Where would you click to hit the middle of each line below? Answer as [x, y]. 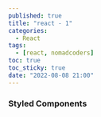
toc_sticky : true [37, 68]
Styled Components [48, 103]
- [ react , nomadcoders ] [54, 53]
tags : [17, 46]
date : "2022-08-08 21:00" [51, 75]
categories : [28, 30]
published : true [35, 16]
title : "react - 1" [41, 23]
